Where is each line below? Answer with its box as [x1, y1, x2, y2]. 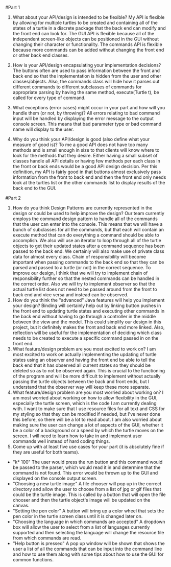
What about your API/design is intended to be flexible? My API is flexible [12, 14, 165, 20]
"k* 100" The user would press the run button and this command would [12, 459, 163, 465]
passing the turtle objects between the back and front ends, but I [12, 379, 150, 385]
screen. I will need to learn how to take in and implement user [12, 433, 142, 439]
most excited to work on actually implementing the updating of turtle [12, 351, 157, 357]
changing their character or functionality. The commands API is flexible [12, 41, 162, 48]
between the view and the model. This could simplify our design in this [12, 319, 162, 325]
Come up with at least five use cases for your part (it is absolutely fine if [12, 444, 164, 450]
